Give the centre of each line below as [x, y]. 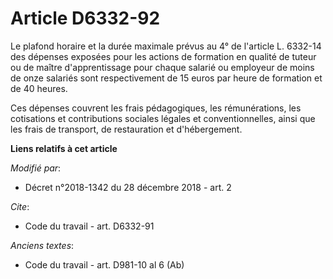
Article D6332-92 [85, 18]
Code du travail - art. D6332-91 [89, 226]
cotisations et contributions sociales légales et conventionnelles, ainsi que [163, 118]
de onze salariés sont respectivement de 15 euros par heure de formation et [166, 78]
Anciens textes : [42, 245]
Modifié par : [36, 168]
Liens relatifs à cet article [64, 148]
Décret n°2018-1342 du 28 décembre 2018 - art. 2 [128, 187]
